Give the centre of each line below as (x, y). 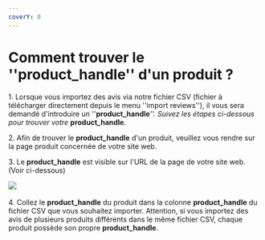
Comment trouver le (76, 57)
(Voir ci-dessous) (37, 170)
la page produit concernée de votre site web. (83, 146)
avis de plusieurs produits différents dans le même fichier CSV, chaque (126, 219)
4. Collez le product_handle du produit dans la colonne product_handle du (133, 202)
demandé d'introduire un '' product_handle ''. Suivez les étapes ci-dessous (132, 114)
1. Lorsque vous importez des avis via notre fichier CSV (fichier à (116, 97)
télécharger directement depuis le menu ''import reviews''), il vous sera (126, 105)
